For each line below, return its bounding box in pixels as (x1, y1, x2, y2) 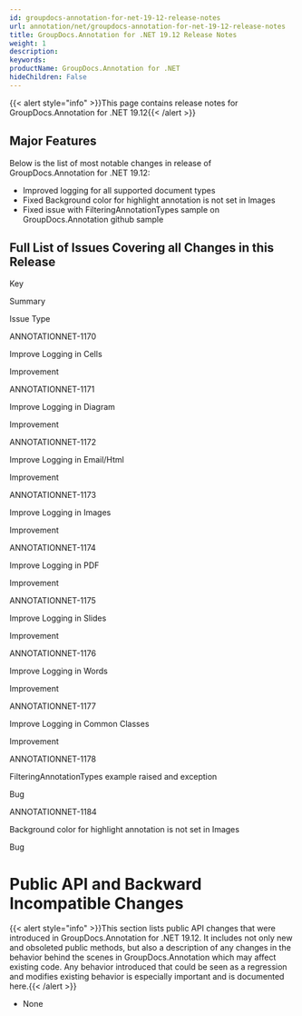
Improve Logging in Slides (9, 613, 107, 623)
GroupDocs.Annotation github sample (22, 214, 164, 224)
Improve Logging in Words (9, 665, 109, 677)
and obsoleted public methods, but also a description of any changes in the (9, 942, 292, 953)
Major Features (9, 134, 97, 149)
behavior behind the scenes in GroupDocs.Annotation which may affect (9, 951, 277, 963)
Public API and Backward (9, 873, 202, 894)
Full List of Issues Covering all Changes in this (9, 240, 275, 255)
